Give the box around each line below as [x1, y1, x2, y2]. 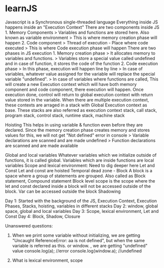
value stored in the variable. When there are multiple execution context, [5, 97, 149, 103]
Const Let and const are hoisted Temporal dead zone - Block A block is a [5, 167, 153, 173]
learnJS [5, 3, 38, 14]
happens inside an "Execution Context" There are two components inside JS [5, 24, 160, 30]
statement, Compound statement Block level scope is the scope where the [5, 178, 155, 184]
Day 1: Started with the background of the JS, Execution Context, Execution [5, 198, 157, 204]
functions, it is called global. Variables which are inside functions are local [5, 157, 154, 163]
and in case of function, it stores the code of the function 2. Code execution [5, 61, 158, 66]
